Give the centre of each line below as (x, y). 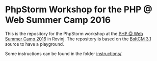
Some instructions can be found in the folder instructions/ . (64, 54)
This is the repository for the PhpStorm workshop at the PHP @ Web (74, 33)
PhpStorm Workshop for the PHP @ (79, 10)
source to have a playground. (35, 44)
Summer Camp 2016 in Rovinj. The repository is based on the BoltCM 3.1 (78, 39)
